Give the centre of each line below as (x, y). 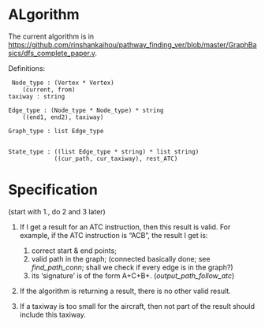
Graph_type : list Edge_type (56, 131)
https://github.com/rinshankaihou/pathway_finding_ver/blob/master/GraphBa (132, 44)
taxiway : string (37, 96)
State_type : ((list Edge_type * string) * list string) (104, 151)
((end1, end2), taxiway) (63, 117)
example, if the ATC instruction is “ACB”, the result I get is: (114, 235)
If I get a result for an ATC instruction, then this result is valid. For (125, 227)
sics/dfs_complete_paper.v (52, 53)
